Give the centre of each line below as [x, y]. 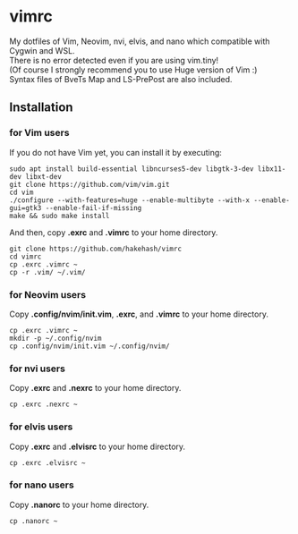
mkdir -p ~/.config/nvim [55, 338]
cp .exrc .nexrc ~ [43, 404]
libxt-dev [44, 176]
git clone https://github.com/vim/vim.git [89, 184]
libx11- [272, 169]
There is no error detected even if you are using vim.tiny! [114, 60]
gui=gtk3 [26, 208]
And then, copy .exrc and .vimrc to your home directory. [114, 232]
